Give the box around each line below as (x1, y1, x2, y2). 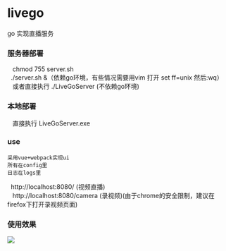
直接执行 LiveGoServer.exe (12, 118, 90, 128)
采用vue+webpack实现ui (7, 154, 70, 161)
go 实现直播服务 (7, 29, 54, 37)
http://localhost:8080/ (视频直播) (10, 182, 106, 191)
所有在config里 (7, 161, 48, 169)
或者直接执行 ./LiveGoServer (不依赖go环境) (12, 82, 139, 91)
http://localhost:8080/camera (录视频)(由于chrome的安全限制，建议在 (12, 191, 215, 200)
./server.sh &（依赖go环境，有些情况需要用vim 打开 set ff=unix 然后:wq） (10, 73, 223, 82)
